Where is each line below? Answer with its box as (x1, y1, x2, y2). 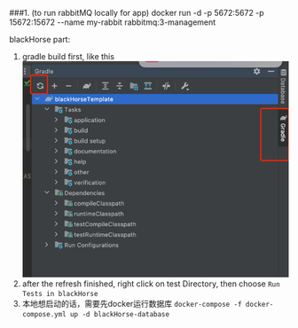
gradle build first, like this (21, 51, 115, 61)
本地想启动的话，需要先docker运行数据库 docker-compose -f (21, 299, 242, 309)
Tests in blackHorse (21, 290, 98, 299)
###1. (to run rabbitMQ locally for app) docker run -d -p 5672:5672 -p (9, 8, 264, 18)
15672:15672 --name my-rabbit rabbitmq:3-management (9, 17, 216, 27)
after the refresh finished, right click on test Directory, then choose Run (21, 278, 281, 289)
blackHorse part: (9, 35, 71, 44)
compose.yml (21, 310, 67, 319)
